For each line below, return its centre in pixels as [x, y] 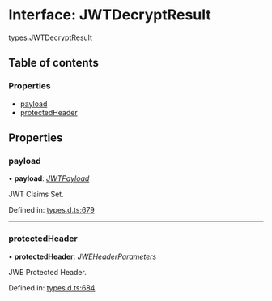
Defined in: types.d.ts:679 [51, 210]
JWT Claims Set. [36, 194]
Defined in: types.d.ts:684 [52, 288]
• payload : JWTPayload [49, 178]
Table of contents [53, 63]
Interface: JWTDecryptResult [110, 15]
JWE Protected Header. [47, 272]
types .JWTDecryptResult [51, 37]
